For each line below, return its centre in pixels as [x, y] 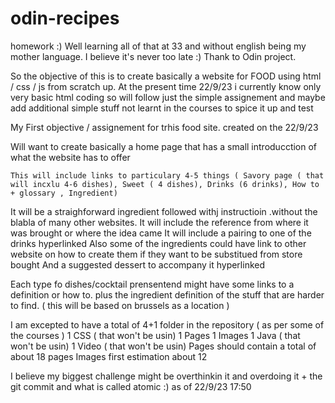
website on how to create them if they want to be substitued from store [156, 254]
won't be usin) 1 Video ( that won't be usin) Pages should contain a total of [163, 346]
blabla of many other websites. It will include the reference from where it [159, 222]
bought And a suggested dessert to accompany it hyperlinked [138, 264]
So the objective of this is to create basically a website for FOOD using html [166, 76]
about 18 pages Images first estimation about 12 [109, 356]
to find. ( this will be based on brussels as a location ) [120, 305]
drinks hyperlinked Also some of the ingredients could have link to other [158, 243]
